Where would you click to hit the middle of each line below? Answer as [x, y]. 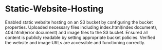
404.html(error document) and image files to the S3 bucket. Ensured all [77, 32]
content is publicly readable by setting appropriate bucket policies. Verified [80, 37]
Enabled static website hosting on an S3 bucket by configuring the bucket [79, 22]
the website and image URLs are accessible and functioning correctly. [75, 42]
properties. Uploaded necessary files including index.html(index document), [81, 27]
